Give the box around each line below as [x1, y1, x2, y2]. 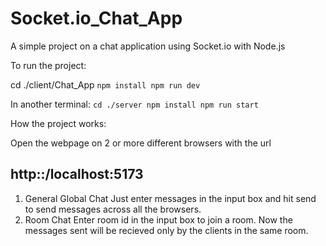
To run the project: [10, 59, 87, 71]
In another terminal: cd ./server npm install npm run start [10, 98, 259, 110]
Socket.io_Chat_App [10, 7, 183, 30]
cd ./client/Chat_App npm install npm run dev [10, 78, 201, 91]
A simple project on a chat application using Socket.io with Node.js [10, 40, 286, 52]
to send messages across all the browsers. [24, 203, 202, 215]
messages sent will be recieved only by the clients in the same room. [24, 224, 309, 236]
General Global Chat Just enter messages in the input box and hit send [24, 192, 317, 204]
